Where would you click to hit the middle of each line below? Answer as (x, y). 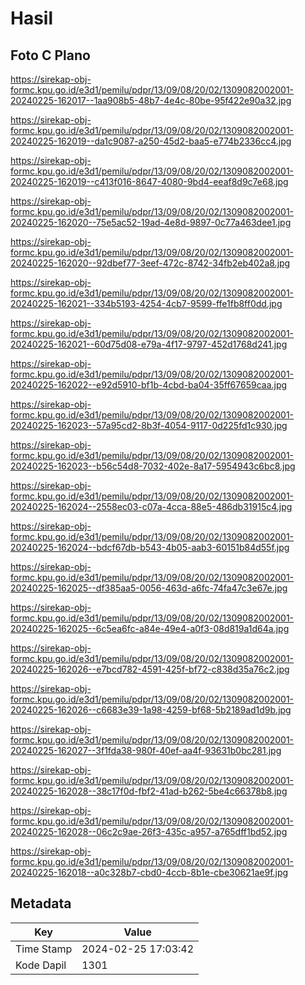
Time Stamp (44, 949)
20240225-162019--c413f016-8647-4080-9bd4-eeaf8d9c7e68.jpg (149, 181)
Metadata (41, 903)
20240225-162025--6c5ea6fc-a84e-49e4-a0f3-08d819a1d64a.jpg (150, 628)
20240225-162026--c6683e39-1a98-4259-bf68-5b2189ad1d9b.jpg (151, 710)
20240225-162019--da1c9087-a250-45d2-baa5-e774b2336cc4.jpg (151, 141)
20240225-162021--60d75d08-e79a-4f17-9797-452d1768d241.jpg (149, 344)
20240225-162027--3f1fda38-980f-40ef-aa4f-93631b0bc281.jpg (146, 750)
